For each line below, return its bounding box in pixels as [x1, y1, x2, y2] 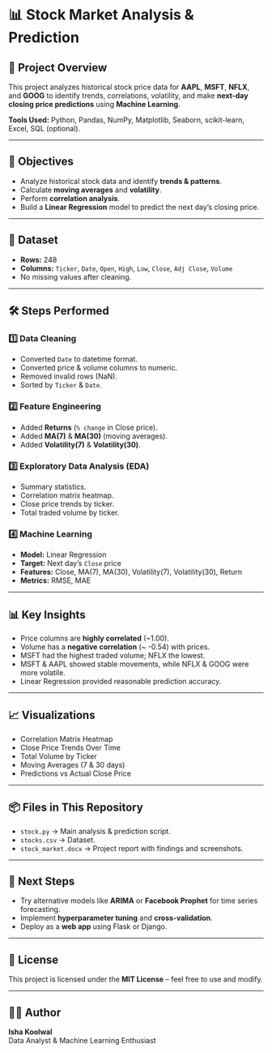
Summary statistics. [19, 482, 87, 491]
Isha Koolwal [8, 1027, 53, 1037]
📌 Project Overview [8, 61, 108, 75]
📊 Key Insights [8, 608, 87, 622]
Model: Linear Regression [19, 550, 107, 559]
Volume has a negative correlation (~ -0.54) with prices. [19, 642, 210, 652]
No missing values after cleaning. [19, 272, 132, 281]
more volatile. [19, 668, 66, 678]
